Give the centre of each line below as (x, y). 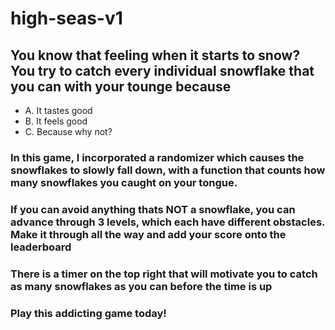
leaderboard (41, 247)
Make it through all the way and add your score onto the (148, 234)
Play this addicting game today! (88, 313)
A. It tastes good (58, 110)
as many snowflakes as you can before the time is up (141, 286)
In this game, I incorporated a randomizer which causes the (157, 157)
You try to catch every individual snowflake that (162, 70)
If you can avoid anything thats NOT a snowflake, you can (153, 209)
